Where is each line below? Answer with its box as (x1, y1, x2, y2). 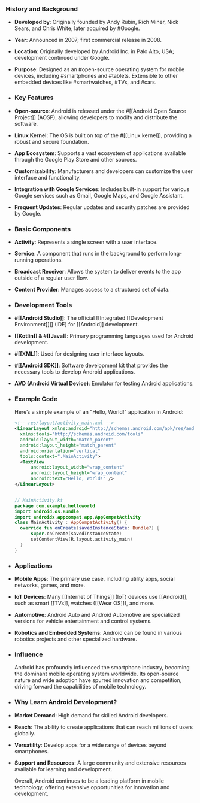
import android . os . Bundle (14, 508, 79, 514)
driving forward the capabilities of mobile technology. (14, 683, 147, 690)
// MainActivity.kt (14, 497, 63, 503)
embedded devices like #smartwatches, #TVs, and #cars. (14, 78, 157, 86)
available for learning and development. (14, 765, 113, 772)
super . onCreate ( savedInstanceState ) (30, 531, 122, 537)
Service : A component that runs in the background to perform (14, 250, 168, 257)
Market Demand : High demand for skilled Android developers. (14, 711, 169, 719)
